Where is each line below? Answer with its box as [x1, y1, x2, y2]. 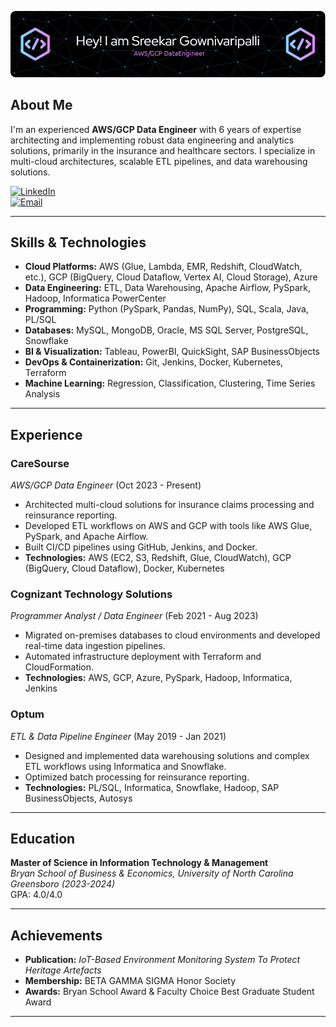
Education [10, 831, 76, 848]
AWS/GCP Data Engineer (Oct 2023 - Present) [10, 479, 202, 491]
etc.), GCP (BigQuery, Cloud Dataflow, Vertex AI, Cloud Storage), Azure [24, 271, 318, 283]
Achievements [10, 927, 103, 944]
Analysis [24, 388, 61, 400]
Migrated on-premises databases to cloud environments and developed [24, 629, 321, 641]
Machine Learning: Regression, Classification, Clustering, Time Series [24, 377, 316, 390]
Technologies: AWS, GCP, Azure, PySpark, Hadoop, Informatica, [24, 672, 293, 684]
